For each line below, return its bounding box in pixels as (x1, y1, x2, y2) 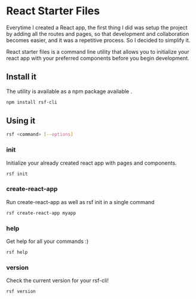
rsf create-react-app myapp (6, 210, 76, 216)
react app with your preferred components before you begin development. (6, 54, 189, 61)
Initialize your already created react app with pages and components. (6, 159, 177, 167)
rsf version (6, 288, 36, 295)
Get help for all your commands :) (6, 238, 88, 245)
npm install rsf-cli (6, 99, 58, 105)
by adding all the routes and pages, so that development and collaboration (6, 30, 189, 37)
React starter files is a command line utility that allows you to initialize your (6, 48, 189, 55)
